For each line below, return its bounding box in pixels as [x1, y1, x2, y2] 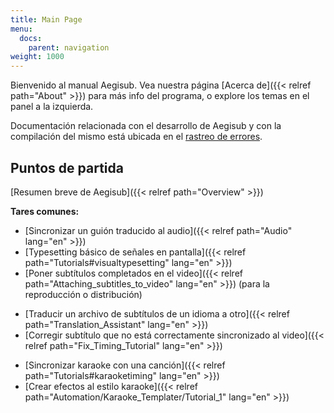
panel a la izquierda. [10, 101, 94, 113]
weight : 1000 [10, 52, 65, 62]
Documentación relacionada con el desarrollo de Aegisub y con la [10, 120, 282, 132]
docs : [19, 33, 43, 43]
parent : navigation [28, 42, 110, 53]
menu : [10, 24, 33, 34]
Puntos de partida [10, 159, 124, 176]
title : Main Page [10, 14, 83, 25]
